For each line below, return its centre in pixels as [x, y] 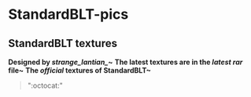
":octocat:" [45, 85]
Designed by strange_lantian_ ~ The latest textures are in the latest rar [125, 62]
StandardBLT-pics [68, 14]
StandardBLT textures [63, 43]
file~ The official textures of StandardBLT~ [80, 70]
